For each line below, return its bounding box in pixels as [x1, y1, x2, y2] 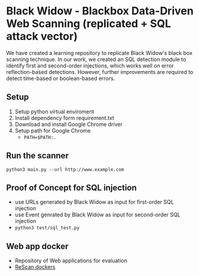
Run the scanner [6, 151, 69, 161]
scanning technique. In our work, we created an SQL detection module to [6, 56, 186, 63]
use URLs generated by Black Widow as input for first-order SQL [14, 198, 174, 206]
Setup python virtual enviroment [14, 108, 94, 115]
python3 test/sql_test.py [14, 225, 79, 231]
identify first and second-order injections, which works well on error [6, 62, 174, 69]
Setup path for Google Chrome [14, 127, 91, 134]
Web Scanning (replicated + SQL [6, 17, 172, 30]
